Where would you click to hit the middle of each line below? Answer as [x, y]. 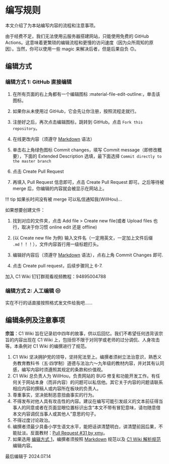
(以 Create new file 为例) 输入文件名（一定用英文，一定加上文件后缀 [82, 238]
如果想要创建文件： [25, 210]
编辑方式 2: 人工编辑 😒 [33, 291]
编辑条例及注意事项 [35, 320]
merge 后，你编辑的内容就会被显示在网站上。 [60, 188]
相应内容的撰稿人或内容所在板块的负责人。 [57, 389]
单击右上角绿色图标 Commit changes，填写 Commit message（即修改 [85, 149]
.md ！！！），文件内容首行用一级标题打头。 [57, 244]
